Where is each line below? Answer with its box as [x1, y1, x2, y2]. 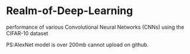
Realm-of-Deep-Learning [6, 4, 133, 18]
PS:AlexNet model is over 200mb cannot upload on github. [6, 41, 149, 48]
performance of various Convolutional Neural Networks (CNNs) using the [6, 23, 185, 31]
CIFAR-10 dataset [6, 29, 48, 36]
